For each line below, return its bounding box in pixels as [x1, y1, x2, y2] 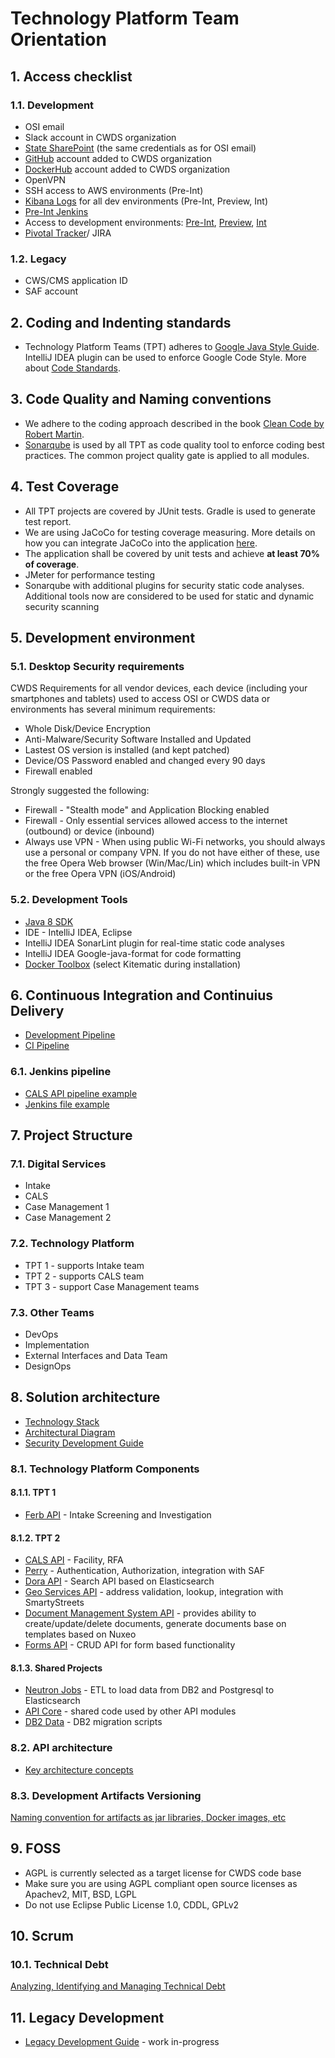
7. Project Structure [10, 1127, 133, 1144]
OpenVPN [24, 173, 66, 186]
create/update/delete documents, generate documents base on [24, 1618, 287, 1630]
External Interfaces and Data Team [24, 1349, 168, 1361]
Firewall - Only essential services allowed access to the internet [24, 815, 288, 827]
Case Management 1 [24, 1201, 110, 1213]
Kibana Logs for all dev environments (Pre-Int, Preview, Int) [24, 195, 268, 207]
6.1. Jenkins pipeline [10, 1065, 112, 1079]
